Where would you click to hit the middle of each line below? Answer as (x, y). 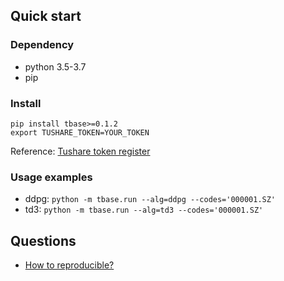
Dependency (42, 45)
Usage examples (51, 177)
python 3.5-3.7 (55, 66)
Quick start (46, 16)
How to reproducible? (69, 265)
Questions (43, 240)
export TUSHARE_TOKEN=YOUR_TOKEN (80, 132)
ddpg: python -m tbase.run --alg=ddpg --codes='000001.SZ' (150, 199)
